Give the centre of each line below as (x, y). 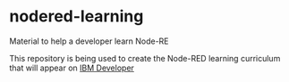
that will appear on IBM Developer (72, 68)
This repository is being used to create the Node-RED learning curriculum (145, 58)
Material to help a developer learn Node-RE (89, 41)
